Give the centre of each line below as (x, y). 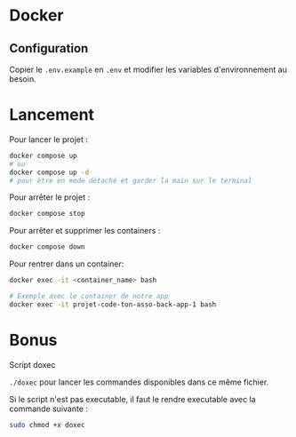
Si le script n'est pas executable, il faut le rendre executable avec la (132, 399)
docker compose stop (48, 214)
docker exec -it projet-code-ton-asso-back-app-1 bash (113, 304)
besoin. (23, 79)
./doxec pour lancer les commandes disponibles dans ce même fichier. (139, 382)
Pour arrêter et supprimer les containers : (85, 231)
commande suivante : (49, 409)
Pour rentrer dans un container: (67, 264)
